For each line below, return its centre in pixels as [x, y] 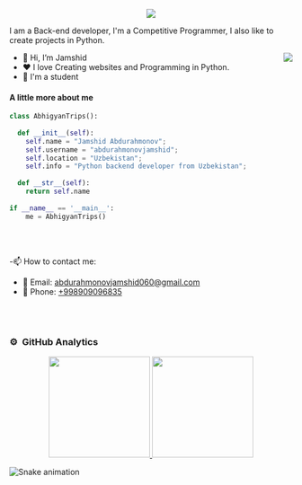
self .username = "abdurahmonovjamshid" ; [102, 150]
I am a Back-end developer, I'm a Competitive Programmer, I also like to [142, 31]
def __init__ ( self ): [56, 133]
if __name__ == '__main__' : [62, 208]
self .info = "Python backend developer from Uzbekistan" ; [136, 166]
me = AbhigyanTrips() [66, 216]
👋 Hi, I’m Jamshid [54, 57]
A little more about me [52, 97]
